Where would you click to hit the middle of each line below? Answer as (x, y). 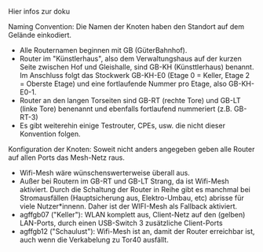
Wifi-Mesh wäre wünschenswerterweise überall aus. (104, 173)
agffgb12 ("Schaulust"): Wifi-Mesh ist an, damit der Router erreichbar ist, (137, 231)
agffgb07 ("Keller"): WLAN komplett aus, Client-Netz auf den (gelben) (132, 215)
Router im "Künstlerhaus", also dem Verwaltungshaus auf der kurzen (130, 59)
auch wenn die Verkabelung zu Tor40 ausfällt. (94, 240)
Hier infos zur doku (39, 11)
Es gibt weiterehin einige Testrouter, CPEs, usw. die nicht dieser (122, 126)
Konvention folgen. (50, 134)
